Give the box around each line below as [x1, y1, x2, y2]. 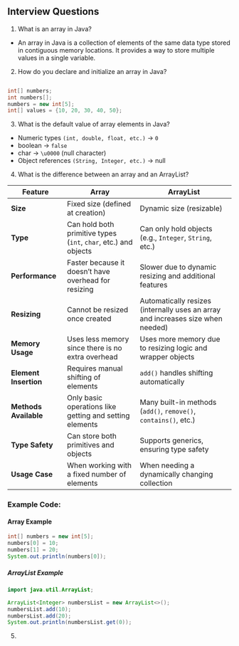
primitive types [67, 228, 117, 238]
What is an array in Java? [17, 24, 92, 33]
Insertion [11, 377, 43, 387]
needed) [139, 323, 169, 333]
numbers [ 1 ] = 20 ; [7, 546, 59, 554]
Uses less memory [67, 334, 129, 344]
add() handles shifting [139, 368, 213, 378]
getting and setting [67, 411, 130, 420]
